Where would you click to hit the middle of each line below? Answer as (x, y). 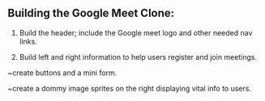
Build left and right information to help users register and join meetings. (138, 57)
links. (28, 41)
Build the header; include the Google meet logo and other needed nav (136, 32)
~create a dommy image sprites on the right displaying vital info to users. (130, 88)
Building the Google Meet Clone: (91, 13)
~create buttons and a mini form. (62, 73)
